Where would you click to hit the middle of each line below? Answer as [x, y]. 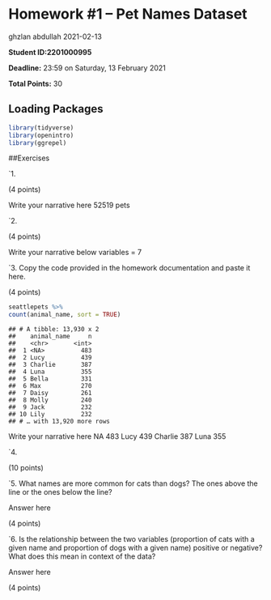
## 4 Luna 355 [50, 372]
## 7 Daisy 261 [50, 394]
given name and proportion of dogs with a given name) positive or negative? [135, 548]
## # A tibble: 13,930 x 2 [54, 330]
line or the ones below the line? [60, 492]
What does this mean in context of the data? [82, 556]
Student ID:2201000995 [50, 52]
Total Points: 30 [36, 83]
